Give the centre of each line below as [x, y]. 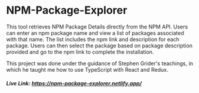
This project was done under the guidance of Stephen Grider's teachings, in [99, 63]
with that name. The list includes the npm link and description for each [93, 39]
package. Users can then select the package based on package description [99, 46]
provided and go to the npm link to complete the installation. [80, 52]
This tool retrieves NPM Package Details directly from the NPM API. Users [97, 27]
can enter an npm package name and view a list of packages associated [95, 33]
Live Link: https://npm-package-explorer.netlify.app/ [74, 83]
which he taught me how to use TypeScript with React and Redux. [87, 69]
